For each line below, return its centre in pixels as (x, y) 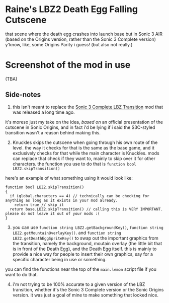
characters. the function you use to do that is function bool (74, 164)
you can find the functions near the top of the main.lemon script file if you (81, 269)
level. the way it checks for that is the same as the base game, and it (83, 147)
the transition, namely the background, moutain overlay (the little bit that (87, 243)
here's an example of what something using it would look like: (69, 178)
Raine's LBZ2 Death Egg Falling (72, 9)
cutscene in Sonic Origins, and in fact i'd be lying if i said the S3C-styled (80, 127)
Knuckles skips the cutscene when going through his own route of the (85, 142)
